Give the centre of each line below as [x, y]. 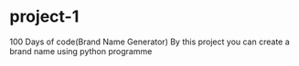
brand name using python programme [81, 51]
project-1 [44, 17]
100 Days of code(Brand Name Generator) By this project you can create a [149, 42]
